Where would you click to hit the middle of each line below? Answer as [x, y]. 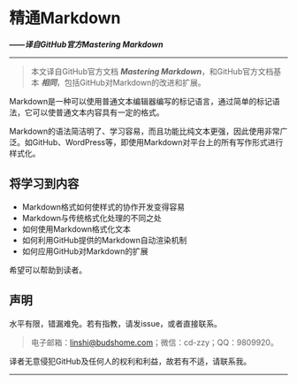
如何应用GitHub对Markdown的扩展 [85, 251]
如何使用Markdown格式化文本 [76, 229]
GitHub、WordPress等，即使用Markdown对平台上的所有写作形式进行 [158, 142]
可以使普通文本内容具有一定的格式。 [98, 112]
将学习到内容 [44, 184]
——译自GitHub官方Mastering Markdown [86, 44]
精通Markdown [65, 18]
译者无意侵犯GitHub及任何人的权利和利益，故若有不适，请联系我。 [130, 361]
